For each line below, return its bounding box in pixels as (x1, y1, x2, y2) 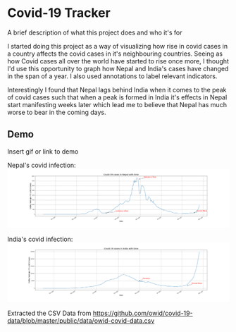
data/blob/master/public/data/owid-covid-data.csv (7, 316, 155, 325)
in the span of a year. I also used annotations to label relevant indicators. (7, 72, 218, 80)
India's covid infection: (7, 235, 73, 244)
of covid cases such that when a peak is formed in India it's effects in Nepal (7, 93, 228, 102)
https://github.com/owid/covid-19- (92, 309, 193, 318)
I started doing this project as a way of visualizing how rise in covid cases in (7, 42, 228, 50)
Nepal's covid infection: (7, 161, 76, 169)
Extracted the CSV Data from (7, 309, 92, 318)
